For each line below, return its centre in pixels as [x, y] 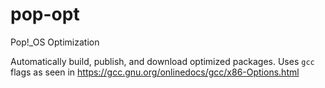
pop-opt [45, 14]
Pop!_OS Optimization [55, 42]
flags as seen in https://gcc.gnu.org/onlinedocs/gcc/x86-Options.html [155, 72]
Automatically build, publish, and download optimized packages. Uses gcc [162, 61]
